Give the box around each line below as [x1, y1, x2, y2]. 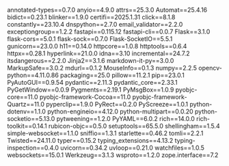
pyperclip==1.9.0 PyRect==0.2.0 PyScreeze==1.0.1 [46, 100, 189, 108]
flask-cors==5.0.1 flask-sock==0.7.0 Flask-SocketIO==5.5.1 [7, 35, 173, 43]
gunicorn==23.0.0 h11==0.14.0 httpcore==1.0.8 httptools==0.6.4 [7, 42, 187, 50]
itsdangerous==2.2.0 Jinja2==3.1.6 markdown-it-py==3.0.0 [7, 57, 174, 64]
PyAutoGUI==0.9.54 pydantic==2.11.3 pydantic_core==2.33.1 [7, 79, 178, 86]
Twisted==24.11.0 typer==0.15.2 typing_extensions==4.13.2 [7, 137, 174, 144]
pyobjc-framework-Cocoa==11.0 [39, 93, 131, 101]
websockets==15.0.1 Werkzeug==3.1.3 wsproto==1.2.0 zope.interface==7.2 [7, 151, 219, 159]
